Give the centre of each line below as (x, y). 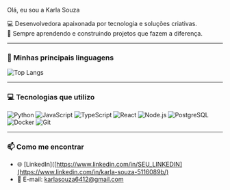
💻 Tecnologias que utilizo (51, 97)
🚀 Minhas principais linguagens (61, 58)
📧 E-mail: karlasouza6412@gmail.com (70, 179)
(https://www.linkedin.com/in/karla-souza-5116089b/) (93, 171)
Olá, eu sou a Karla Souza (43, 10)
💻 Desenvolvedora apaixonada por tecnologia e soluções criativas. (102, 24)
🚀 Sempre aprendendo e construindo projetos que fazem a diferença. (105, 33)
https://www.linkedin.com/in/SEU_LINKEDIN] (119, 164)
